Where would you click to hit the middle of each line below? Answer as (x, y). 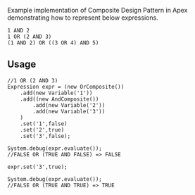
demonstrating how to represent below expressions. (83, 18)
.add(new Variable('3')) (69, 111)
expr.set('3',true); (38, 167)
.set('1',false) (44, 124)
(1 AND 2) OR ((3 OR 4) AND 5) (53, 43)
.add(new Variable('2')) (69, 105)
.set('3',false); (45, 136)
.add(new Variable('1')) (56, 93)
